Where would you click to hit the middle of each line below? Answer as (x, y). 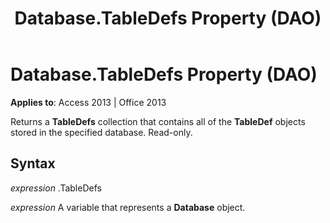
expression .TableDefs (56, 188)
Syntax (33, 163)
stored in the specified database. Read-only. (101, 132)
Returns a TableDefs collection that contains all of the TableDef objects (158, 121)
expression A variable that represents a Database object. (128, 207)
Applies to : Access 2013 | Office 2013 (88, 102)
